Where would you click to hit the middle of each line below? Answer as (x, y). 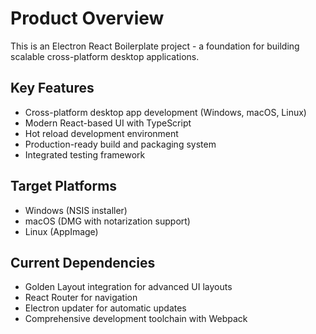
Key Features (52, 88)
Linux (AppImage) (61, 231)
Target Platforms (64, 186)
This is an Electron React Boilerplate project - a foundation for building (155, 46)
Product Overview (87, 18)
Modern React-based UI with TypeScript (108, 123)
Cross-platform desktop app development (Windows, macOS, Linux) (165, 112)
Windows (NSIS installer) (76, 210)
